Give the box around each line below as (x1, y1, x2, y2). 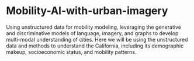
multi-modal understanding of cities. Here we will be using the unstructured (6, 36, 188, 43)
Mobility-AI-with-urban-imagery (6, 4, 168, 18)
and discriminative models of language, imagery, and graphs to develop (6, 29, 179, 36)
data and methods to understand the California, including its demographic (6, 42, 184, 49)
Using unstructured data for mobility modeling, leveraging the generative (6, 23, 181, 30)
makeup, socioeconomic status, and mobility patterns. (6, 48, 137, 55)
